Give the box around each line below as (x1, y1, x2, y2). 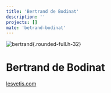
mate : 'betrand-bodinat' (6, 24, 66, 31)
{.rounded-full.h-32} (32, 41, 81, 48)
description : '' (6, 14, 45, 20)
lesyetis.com (6, 80, 37, 87)
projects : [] (6, 19, 38, 25)
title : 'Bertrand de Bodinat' (6, 8, 80, 15)
